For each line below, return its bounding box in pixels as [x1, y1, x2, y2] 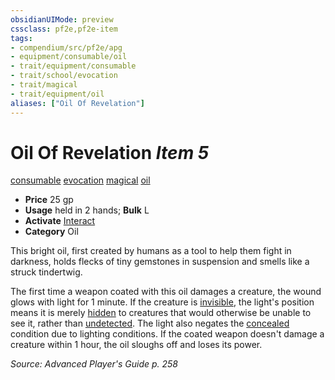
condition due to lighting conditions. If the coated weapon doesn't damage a [10, 328, 325, 340]
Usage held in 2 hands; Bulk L [24, 204, 150, 216]
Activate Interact [24, 215, 96, 227]
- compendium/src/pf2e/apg [10, 42, 123, 53]
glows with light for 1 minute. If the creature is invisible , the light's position [10, 296, 315, 308]
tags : [10, 33, 33, 43]
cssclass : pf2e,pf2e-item [10, 24, 118, 34]
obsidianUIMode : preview [10, 14, 114, 25]
